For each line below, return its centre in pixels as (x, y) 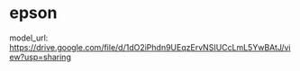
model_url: (29, 38)
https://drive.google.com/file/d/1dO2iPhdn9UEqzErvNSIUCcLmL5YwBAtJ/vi (150, 47)
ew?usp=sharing (41, 57)
